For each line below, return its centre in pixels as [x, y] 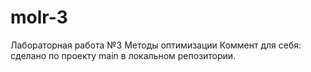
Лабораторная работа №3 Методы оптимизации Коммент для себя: [156, 45]
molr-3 [39, 17]
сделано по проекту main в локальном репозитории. [123, 55]
